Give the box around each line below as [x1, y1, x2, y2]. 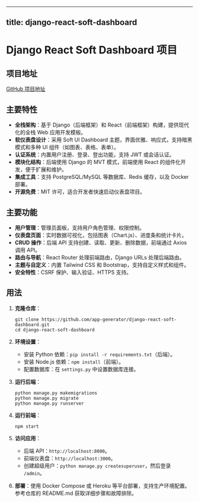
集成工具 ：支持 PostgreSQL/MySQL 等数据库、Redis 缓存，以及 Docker [14, 173, 189, 181]
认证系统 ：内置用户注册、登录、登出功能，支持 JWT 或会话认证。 [14, 151, 175, 158]
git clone [14, 316, 40, 323]
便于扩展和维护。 [25, 166, 67, 173]
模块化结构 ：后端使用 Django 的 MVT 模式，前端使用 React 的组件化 [14, 159, 181, 166]
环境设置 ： [14, 338, 41, 345]
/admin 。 [23, 469, 46, 476]
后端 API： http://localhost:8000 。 [23, 447, 111, 454]
